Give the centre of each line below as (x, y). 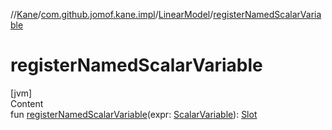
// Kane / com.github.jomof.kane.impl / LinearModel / (112, 14)
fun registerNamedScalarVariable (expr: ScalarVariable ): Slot (134, 114)
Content (27, 103)
